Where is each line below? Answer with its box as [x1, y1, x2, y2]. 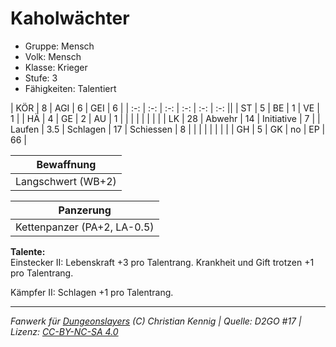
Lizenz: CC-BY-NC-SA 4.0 [10, 325, 119, 337]
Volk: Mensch [24, 50, 82, 62]
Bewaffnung [36, 157, 97, 171]
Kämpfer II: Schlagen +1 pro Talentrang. [10, 286, 174, 298]
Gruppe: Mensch [24, 40, 95, 52]
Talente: [10, 245, 46, 257]
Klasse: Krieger [24, 61, 88, 73]
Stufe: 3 [24, 72, 58, 84]
